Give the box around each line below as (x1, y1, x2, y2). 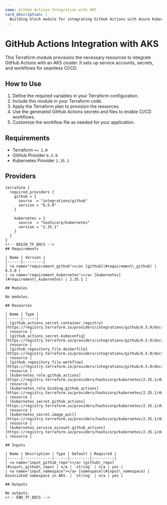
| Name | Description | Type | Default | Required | (5, 451, 117, 456)
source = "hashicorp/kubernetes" (18, 220, 90, 225)
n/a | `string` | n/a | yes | (60, 464, 123, 469)
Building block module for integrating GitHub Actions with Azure (9, 16, 150, 21)
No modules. (5, 294, 30, 299)
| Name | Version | (5, 255, 46, 260)
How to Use (5, 79, 42, 88)
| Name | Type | (5, 312, 39, 317)
